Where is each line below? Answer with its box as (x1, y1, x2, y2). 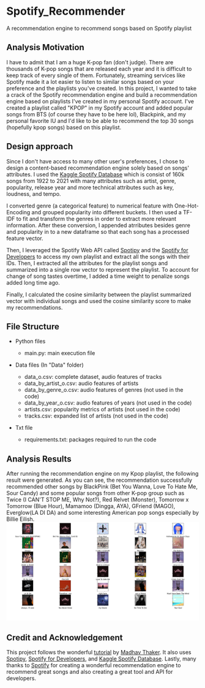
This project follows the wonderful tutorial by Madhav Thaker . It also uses (6, 649, 192, 656)
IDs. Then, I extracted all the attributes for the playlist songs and (6, 259, 168, 267)
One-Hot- (174, 202, 199, 209)
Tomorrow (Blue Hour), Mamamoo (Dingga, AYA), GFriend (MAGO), (6, 503, 176, 510)
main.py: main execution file (24, 350, 95, 357)
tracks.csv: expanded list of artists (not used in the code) (24, 412, 169, 420)
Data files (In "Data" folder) (15, 361, 84, 368)
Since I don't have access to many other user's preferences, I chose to (6, 157, 185, 165)
